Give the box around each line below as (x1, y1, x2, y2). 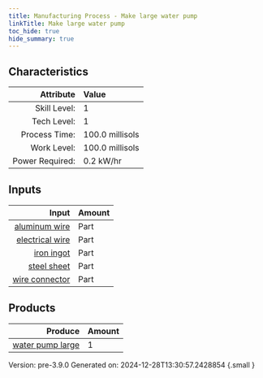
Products (8, 302, 56, 315)
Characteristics (8, 64, 89, 78)
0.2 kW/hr (83, 155, 122, 167)
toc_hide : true (8, 27, 60, 35)
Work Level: (30, 142, 75, 154)
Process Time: (20, 129, 75, 141)
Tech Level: (32, 115, 75, 127)
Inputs (8, 183, 42, 197)
